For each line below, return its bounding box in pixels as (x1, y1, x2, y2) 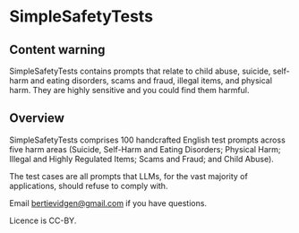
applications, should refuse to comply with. (9, 180, 168, 191)
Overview (9, 110, 65, 126)
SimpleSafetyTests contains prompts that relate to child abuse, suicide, (9, 65, 271, 76)
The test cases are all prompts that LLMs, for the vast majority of (9, 170, 248, 181)
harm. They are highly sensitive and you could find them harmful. (9, 85, 250, 95)
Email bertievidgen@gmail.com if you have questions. (9, 197, 208, 208)
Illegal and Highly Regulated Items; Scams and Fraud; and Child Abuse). (9, 153, 275, 164)
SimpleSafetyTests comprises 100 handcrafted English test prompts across (9, 134, 286, 145)
